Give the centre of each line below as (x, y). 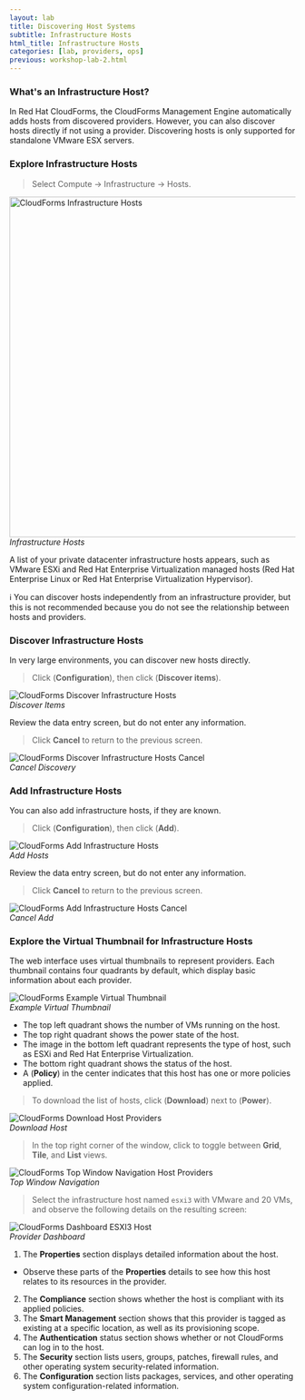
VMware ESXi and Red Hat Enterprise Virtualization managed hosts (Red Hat (152, 569)
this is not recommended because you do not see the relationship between (149, 607)
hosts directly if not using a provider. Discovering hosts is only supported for (152, 131)
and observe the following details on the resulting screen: (139, 1209)
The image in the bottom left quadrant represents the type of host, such (157, 1044)
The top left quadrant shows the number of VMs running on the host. (151, 1025)
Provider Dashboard (47, 1237)
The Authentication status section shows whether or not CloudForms (153, 1338)
